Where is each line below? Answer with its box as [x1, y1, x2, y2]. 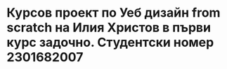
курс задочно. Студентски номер [6, 35, 214, 50]
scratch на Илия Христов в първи [6, 20, 212, 36]
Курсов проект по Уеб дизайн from [6, 5, 221, 21]
